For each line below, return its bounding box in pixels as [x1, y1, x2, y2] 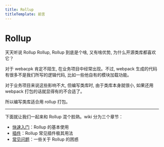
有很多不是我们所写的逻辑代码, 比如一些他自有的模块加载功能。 [5, 72, 132, 78]
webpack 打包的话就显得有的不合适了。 [5, 88, 85, 94]
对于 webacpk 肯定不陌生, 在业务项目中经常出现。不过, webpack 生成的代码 [5, 66, 158, 72]
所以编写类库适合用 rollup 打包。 [5, 99, 70, 105]
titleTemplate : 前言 [5, 12, 45, 17]
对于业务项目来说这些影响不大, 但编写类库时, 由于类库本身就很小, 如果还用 [5, 83, 154, 88]
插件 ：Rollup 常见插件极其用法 [12, 130, 73, 136]
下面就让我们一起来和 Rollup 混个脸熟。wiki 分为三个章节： [5, 114, 123, 120]
